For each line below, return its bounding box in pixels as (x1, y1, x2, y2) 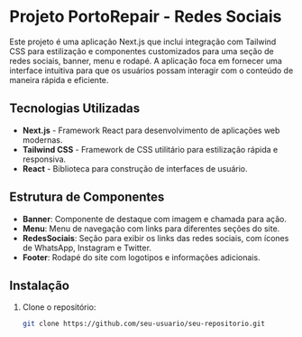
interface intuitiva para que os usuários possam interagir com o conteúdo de (9, 65, 294, 76)
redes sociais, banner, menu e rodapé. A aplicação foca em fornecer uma (9, 55, 282, 66)
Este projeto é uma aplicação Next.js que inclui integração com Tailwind (9, 36, 277, 47)
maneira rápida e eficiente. (9, 74, 109, 85)
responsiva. (22, 154, 67, 164)
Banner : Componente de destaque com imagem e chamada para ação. (22, 213, 287, 224)
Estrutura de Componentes (9, 190, 165, 205)
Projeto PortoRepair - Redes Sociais (9, 6, 282, 27)
